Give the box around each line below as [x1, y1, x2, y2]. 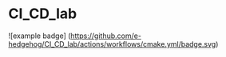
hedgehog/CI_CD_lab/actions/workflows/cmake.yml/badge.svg [8, 39, 216, 48]
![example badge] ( [8, 31, 71, 40]
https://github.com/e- [70, 31, 142, 40]
